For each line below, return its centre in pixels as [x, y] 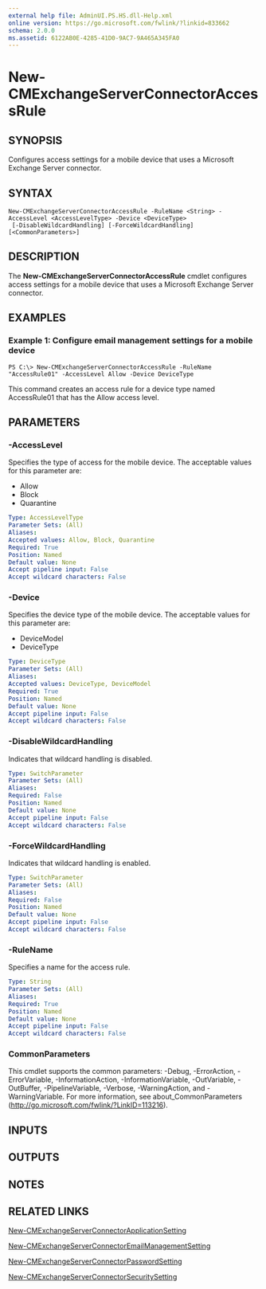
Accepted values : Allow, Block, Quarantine [82, 540]
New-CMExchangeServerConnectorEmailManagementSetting [110, 1246]
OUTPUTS [34, 1157]
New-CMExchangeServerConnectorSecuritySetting [93, 1277]
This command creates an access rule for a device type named [112, 389]
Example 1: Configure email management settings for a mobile [131, 341]
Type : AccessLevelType [46, 518]
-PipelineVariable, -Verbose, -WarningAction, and [124, 1088]
